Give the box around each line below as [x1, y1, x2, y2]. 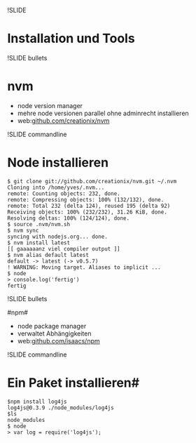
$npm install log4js [7, 398, 68, 405]
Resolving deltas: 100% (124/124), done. [7, 214, 130, 222]
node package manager [17, 322, 87, 330]
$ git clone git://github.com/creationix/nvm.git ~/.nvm [7, 178, 177, 185]
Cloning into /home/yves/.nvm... [7, 184, 105, 191]
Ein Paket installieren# [7, 375, 140, 390]
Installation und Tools [7, 31, 135, 46]
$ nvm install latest [7, 239, 71, 246]
